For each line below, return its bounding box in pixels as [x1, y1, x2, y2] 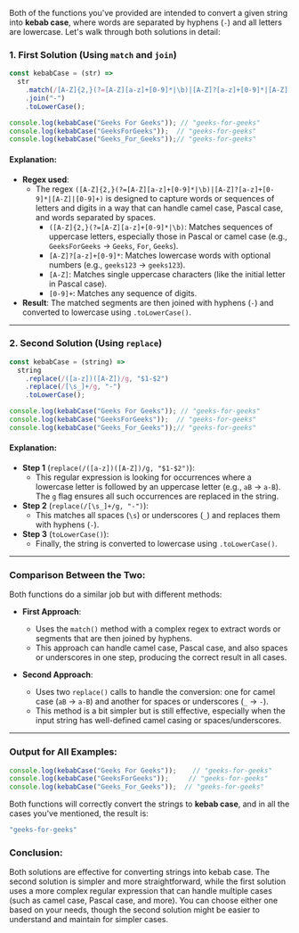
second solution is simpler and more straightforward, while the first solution [9, 876, 287, 887]
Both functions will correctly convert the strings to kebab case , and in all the [9, 798, 290, 810]
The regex [35, 183, 74, 194]
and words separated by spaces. [35, 211, 156, 222]
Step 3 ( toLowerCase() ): [21, 529, 109, 539]
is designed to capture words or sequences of [105, 193, 275, 203]
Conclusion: [9, 846, 63, 859]
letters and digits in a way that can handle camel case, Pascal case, [35, 202, 283, 213]
